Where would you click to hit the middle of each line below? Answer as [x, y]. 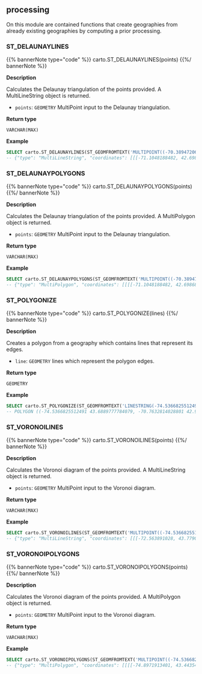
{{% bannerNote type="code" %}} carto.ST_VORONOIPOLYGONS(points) [97, 567]
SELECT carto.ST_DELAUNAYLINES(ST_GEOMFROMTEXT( [68, 152]
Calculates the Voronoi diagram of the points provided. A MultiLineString [96, 470]
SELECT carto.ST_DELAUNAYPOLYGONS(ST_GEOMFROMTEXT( [72, 279]
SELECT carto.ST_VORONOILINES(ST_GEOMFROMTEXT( [67, 533]
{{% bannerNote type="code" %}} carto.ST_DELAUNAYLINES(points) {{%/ [99, 60]
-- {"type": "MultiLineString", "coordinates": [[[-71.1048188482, [93, 158]
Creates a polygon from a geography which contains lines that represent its [100, 343]
